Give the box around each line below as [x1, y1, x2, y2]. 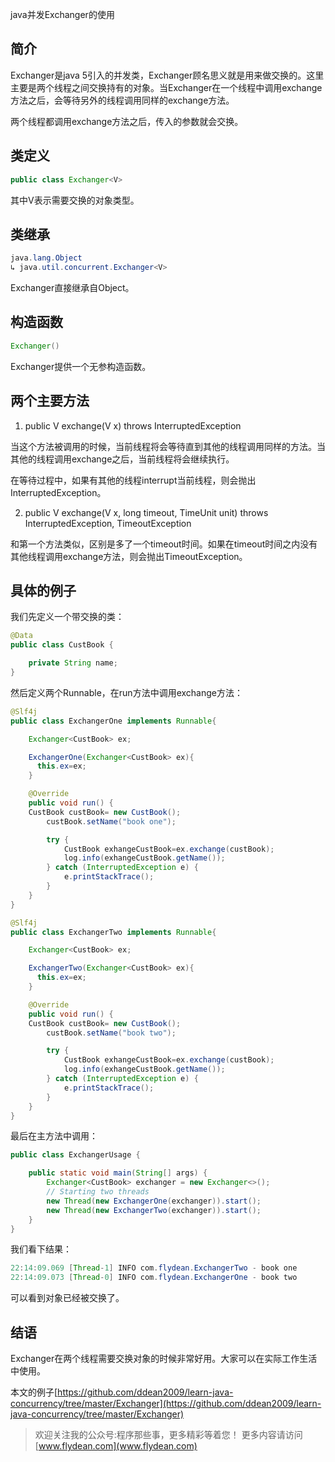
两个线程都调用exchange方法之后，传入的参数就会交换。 [10, 115, 244, 127]
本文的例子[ [10, 1386, 58, 1398]
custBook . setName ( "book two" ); [46, 1028, 177, 1038]
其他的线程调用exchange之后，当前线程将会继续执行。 [10, 453, 235, 465]
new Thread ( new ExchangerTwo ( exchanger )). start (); [46, 1205, 262, 1215]
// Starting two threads [46, 1187, 150, 1197]
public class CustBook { [10, 640, 114, 650]
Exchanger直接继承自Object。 [10, 282, 135, 294]
